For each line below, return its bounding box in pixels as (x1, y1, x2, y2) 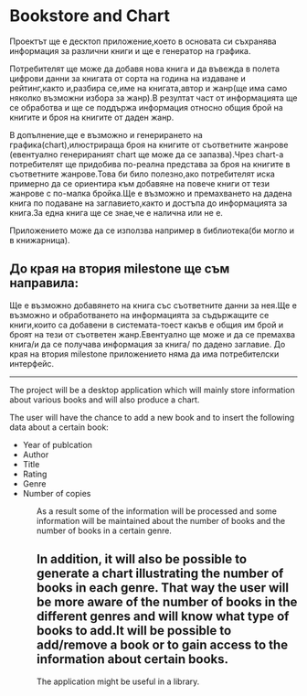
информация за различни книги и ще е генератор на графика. (9, 45, 251, 56)
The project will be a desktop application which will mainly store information (9, 384, 295, 395)
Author (22, 449, 49, 460)
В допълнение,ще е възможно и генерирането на (9, 129, 203, 140)
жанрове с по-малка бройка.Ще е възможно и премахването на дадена (9, 187, 292, 198)
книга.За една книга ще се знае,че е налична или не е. (9, 207, 224, 218)
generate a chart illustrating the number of (36, 566, 284, 582)
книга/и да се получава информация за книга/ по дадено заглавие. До (9, 338, 286, 349)
